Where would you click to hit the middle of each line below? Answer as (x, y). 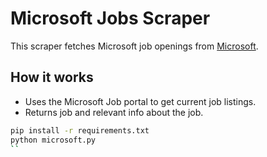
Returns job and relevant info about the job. (114, 112)
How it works (52, 77)
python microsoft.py (53, 140)
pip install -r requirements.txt (80, 130)
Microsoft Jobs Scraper (110, 18)
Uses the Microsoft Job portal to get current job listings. (140, 101)
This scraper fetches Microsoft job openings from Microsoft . (134, 46)
